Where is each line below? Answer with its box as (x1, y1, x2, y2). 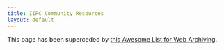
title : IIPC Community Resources (7, 10, 104, 17)
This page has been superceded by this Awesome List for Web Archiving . (7, 35, 218, 43)
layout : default (7, 16, 54, 23)
